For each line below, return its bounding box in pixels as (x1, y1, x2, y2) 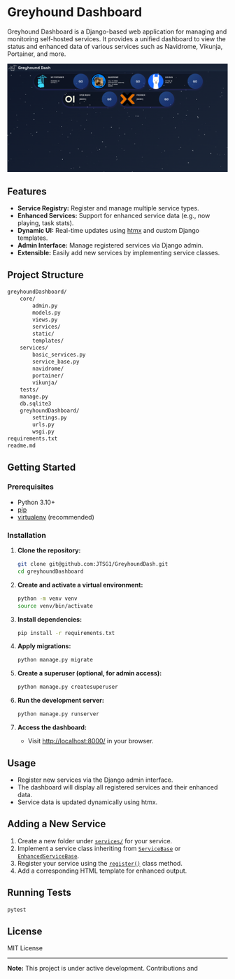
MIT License (7, 944, 43, 952)
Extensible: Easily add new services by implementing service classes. (17, 249, 220, 257)
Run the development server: (17, 696, 105, 705)
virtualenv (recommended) (17, 513, 94, 521)
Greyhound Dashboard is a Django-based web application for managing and (7, 27, 227, 36)
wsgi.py (32, 428, 55, 436)
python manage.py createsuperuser (17, 683, 118, 691)
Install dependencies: (17, 615, 83, 623)
